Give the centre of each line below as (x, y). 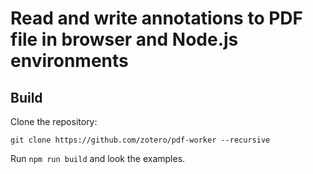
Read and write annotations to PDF (156, 18)
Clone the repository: (54, 121)
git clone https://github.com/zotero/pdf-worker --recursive (140, 140)
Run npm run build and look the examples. (98, 158)
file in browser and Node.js (124, 39)
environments (69, 61)
